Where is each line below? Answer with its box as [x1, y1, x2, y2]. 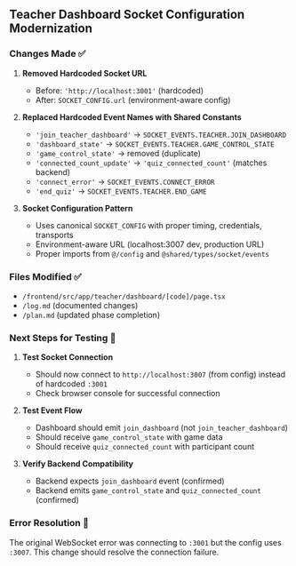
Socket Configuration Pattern [21, 203, 133, 213]
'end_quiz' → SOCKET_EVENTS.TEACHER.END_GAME [35, 186, 207, 196]
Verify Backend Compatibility [21, 458, 134, 469]
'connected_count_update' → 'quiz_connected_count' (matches [35, 157, 268, 168]
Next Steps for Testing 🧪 [9, 331, 116, 344]
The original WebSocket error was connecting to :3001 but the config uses [9, 537, 282, 547]
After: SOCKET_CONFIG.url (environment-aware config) [35, 94, 231, 105]
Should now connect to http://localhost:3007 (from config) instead [35, 369, 286, 380]
